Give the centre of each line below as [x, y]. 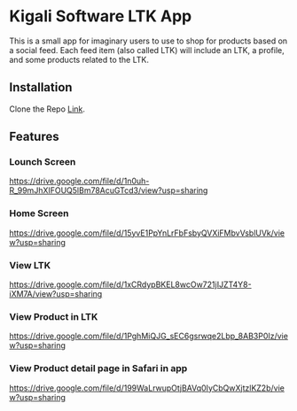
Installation [41, 87]
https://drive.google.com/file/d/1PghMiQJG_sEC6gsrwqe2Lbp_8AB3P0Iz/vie [148, 336]
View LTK [30, 265]
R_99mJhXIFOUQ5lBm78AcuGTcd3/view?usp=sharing [109, 190]
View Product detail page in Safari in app [98, 368]
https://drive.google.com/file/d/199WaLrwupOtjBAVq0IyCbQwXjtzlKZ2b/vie [147, 388]
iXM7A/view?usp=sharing [56, 294]
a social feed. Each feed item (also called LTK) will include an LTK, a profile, [147, 50]
